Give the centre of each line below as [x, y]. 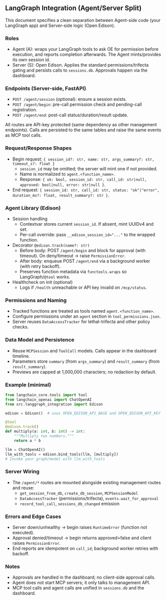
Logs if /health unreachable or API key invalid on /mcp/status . [83, 287]
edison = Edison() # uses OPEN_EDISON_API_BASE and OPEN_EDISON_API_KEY [83, 413]
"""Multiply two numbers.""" [44, 436]
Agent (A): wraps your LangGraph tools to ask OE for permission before [85, 49]
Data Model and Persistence [40, 340]
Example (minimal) [28, 385]
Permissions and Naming [36, 300]
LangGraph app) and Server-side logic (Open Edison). [60, 25]
